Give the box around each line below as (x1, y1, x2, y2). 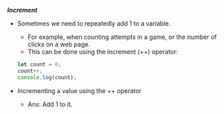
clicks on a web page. (27, 40, 91, 48)
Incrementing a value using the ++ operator (17, 86, 142, 95)
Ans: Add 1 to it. (27, 100, 73, 108)
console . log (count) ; (17, 74, 77, 81)
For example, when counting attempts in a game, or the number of (27, 33, 217, 41)
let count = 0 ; (17, 61, 62, 68)
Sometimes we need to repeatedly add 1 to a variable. (17, 19, 171, 27)
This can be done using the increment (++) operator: (27, 48, 178, 56)
